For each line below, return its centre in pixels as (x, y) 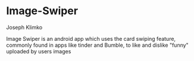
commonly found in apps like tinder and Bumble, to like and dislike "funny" (97, 45)
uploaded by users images (39, 51)
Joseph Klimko (24, 27)
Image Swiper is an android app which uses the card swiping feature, (91, 38)
